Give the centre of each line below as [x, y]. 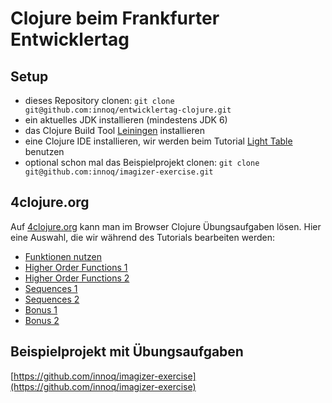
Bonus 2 [42, 320]
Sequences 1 [51, 288]
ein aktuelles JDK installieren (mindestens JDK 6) [126, 120]
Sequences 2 [52, 299]
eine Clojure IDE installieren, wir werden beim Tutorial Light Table [158, 141]
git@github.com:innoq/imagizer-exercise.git [119, 172]
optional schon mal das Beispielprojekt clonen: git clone [142, 162]
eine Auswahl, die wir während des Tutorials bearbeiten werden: [143, 237]
